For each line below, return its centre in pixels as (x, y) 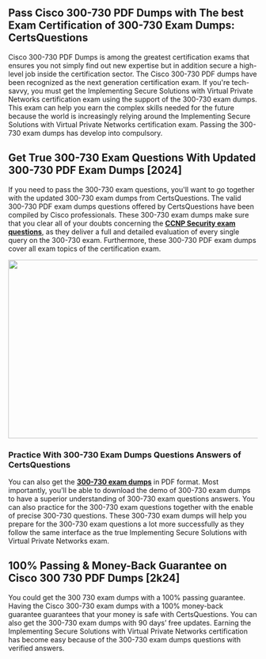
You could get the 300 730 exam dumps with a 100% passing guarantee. (127, 597)
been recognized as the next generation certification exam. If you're (119, 82)
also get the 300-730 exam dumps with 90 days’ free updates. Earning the (130, 622)
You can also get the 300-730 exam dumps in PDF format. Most (114, 482)
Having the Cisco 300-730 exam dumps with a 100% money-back (116, 606)
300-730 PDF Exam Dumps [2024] (95, 170)
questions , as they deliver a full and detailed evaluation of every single (124, 231)
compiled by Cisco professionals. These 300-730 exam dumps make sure (129, 214)
